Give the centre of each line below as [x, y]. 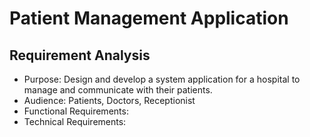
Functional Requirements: [76, 111]
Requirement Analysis [80, 55]
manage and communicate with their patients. [118, 90]
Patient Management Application [149, 18]
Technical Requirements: [75, 121]
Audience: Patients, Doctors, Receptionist [109, 100]
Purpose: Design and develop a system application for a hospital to [162, 79]
